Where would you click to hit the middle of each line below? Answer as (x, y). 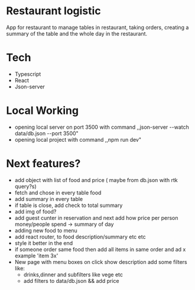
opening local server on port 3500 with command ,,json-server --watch (102, 127)
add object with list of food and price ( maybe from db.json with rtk (96, 180)
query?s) (25, 186)
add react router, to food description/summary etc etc (80, 237)
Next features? (43, 164)
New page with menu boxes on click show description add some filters (101, 262)
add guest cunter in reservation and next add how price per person (96, 218)
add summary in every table (49, 199)
